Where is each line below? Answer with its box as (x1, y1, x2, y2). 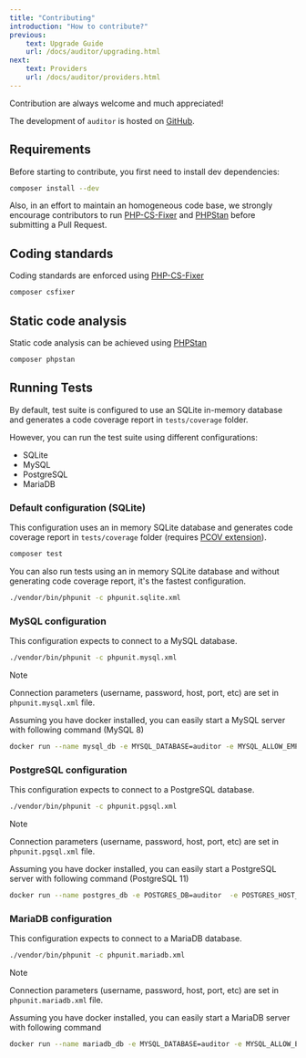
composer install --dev (9, 183, 100, 192)
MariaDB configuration (9, 912, 112, 925)
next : (9, 56, 30, 65)
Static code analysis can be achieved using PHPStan (9, 337, 208, 347)
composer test (9, 549, 64, 558)
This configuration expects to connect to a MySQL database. (9, 635, 239, 646)
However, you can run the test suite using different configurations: (9, 431, 258, 442)
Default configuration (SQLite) (9, 501, 146, 513)
